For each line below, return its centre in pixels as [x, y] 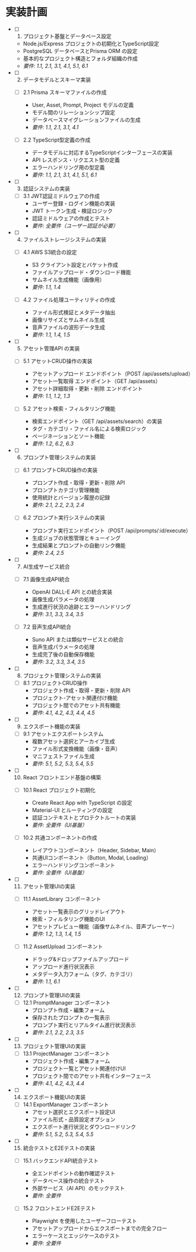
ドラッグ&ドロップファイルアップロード [80, 959]
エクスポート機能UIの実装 [54, 1097]
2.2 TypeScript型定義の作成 [57, 140]
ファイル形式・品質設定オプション [74, 1119]
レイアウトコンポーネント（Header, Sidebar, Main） [96, 850]
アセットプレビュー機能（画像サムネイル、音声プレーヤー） [105, 926]
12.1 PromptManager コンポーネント [67, 1002]
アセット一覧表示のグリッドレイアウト [79, 911]
